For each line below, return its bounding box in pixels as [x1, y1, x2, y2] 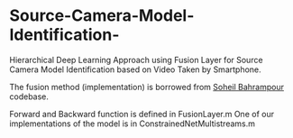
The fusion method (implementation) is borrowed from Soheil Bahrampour [9, 81, 285, 92]
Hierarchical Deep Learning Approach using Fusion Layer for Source [9, 54, 263, 65]
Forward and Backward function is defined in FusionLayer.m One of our [9, 108, 275, 119]
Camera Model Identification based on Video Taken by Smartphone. [9, 64, 261, 75]
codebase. [9, 91, 50, 102]
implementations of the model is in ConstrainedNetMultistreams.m [9, 118, 255, 129]
